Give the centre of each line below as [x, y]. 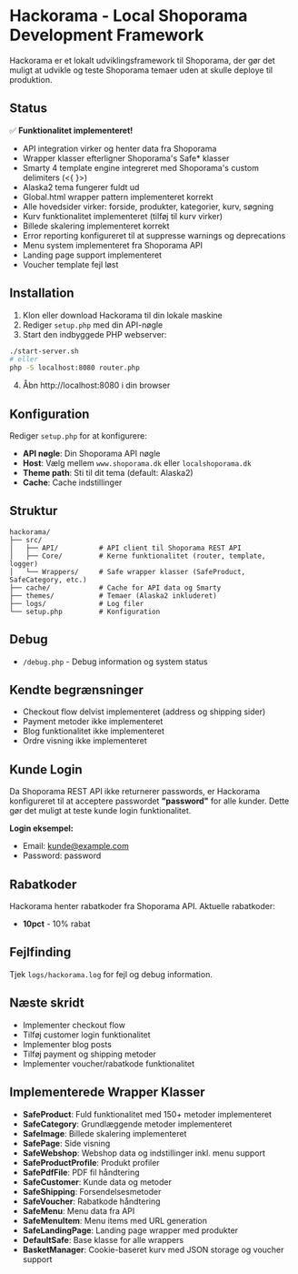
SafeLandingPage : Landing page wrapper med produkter [130, 1230]
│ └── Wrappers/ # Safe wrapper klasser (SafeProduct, [128, 571]
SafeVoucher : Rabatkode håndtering [91, 1201]
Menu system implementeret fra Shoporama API [112, 245]
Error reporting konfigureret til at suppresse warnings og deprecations [154, 235]
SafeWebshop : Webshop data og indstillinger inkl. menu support [144, 1153]
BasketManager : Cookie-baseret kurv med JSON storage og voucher [153, 1249]
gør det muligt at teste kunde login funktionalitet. [100, 811]
